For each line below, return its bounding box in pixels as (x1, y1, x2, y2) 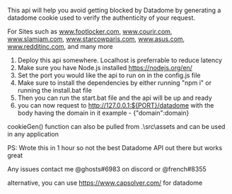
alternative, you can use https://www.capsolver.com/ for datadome (7, 178, 203, 187)
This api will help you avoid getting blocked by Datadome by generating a (7, 6, 221, 14)
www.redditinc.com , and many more (7, 42, 113, 50)
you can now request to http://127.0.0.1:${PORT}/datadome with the (17, 101, 214, 109)
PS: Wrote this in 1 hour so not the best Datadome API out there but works (7, 144, 223, 152)
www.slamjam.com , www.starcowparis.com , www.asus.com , (7, 35, 185, 43)
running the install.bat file (17, 86, 92, 94)
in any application (7, 130, 59, 138)
